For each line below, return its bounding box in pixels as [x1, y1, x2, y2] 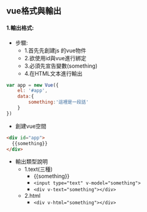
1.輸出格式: [6, 24, 34, 31]
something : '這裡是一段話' [28, 99, 89, 106]
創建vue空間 [15, 122, 47, 130]
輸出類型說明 [15, 158, 48, 165]
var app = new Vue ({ [6, 82, 59, 88]
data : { [17, 93, 34, 100]
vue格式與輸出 [6, 6, 62, 17]
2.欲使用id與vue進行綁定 [24, 54, 87, 61]
